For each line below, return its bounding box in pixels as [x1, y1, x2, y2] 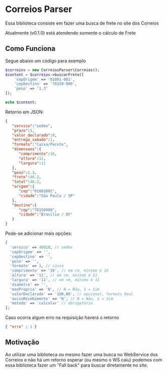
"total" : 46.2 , [12, 179, 42, 184]
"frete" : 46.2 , [12, 175, 42, 180]
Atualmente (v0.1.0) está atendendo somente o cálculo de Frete [5, 30, 136, 36]
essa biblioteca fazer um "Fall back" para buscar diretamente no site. [5, 362, 148, 368]
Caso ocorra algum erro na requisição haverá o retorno [5, 315, 119, 321]
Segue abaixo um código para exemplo [5, 58, 86, 64]
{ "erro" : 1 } [5, 324, 37, 329]
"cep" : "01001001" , [18, 189, 57, 194]
